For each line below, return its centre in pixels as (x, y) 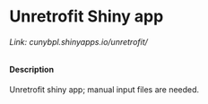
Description (32, 70)
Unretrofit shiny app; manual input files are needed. (104, 90)
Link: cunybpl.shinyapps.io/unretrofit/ (78, 41)
